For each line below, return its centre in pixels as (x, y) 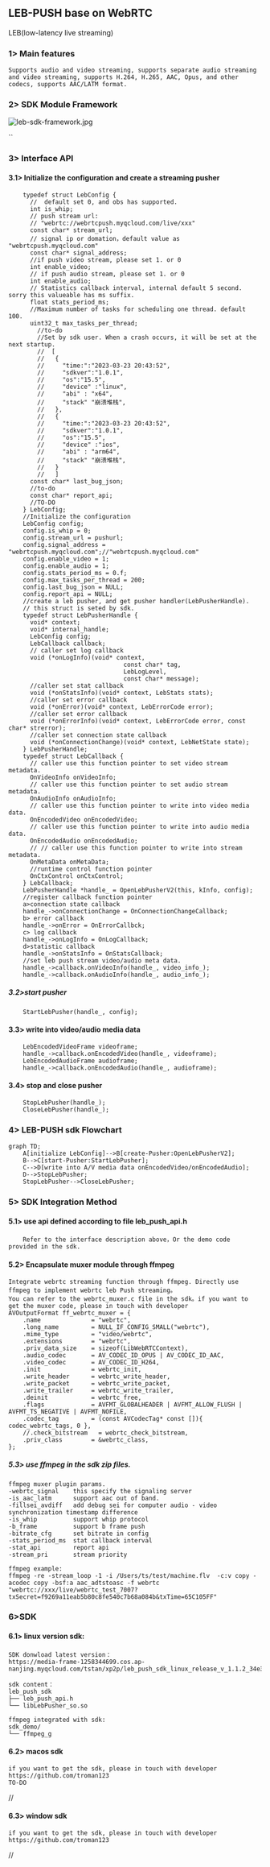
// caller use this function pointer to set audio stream (129, 784)
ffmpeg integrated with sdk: (57, 1720)
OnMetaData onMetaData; (70, 862)
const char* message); (161, 679)
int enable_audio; (60, 281)
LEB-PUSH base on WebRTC (80, 13)
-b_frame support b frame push (77, 1526)
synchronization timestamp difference (73, 1512)
